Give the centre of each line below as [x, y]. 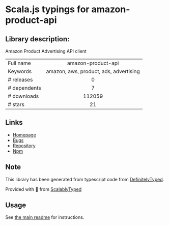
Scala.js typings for [47, 9]
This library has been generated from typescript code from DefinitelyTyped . [85, 179]
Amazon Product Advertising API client [46, 51]
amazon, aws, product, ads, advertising [93, 71]
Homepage [24, 135]
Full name [20, 63]
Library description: [37, 39]
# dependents [25, 88]
